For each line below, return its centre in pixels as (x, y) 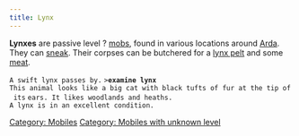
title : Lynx (31, 17)
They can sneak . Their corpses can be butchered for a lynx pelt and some (146, 52)
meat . (20, 62)
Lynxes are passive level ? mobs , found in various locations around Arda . (145, 43)
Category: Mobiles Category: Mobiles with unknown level (115, 122)
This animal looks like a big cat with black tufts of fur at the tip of (150, 88)
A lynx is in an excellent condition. (82, 105)
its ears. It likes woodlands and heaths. (93, 98)
